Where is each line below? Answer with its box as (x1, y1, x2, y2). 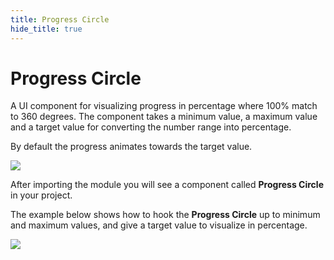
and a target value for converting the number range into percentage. (10, 121, 292, 133)
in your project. (10, 189, 73, 201)
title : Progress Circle (10, 14, 110, 25)
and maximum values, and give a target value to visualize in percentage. (10, 219, 308, 231)
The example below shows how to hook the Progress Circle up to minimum (10, 209, 321, 221)
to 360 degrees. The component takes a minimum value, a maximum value (10, 111, 318, 123)
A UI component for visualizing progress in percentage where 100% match (10, 100, 318, 112)
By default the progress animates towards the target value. (10, 141, 253, 153)
